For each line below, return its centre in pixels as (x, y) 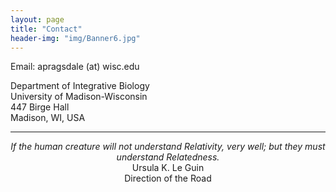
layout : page (37, 19)
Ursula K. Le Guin (168, 168)
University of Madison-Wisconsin (79, 97)
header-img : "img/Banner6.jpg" (75, 38)
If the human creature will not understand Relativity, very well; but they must (168, 147)
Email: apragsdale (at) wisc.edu (75, 67)
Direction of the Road (168, 178)
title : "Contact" (46, 29)
